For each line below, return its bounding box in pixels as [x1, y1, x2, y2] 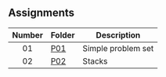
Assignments [8, 6, 75, 20]
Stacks [82, 55, 108, 66]
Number [12, 29, 43, 40]
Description [96, 29, 141, 40]
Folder [50, 29, 76, 40]
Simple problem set [82, 42, 154, 53]
